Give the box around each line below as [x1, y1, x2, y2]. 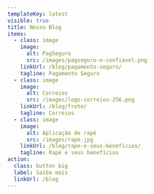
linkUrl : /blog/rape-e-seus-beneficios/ [20, 143, 141, 150]
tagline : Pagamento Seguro [20, 70, 100, 77]
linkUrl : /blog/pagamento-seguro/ [20, 63, 122, 70]
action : [7, 156, 31, 163]
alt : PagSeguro [26, 50, 72, 58]
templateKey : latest [7, 10, 69, 18]
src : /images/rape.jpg [26, 136, 94, 143]
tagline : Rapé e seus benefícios [20, 149, 119, 156]
